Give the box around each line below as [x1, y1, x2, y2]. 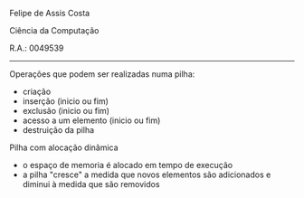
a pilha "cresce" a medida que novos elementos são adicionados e [22, 169, 271, 180]
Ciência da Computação [9, 25, 100, 35]
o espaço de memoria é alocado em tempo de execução [22, 160, 233, 170]
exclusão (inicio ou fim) [22, 106, 110, 116]
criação [22, 86, 52, 97]
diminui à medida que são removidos [22, 179, 160, 189]
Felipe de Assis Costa [9, 8, 90, 18]
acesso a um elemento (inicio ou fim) [22, 115, 161, 126]
